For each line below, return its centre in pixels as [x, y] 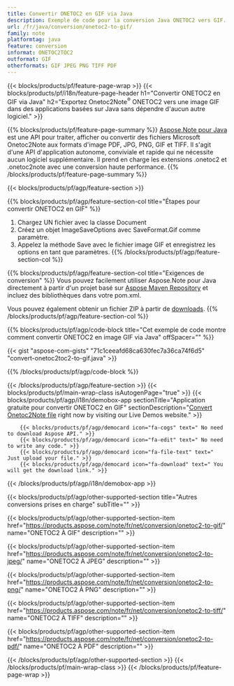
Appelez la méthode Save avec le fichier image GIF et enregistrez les [116, 245]
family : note [26, 33]
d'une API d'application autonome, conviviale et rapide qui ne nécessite [110, 152]
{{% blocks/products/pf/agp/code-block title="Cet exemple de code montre [117, 330]
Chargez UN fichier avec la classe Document [82, 222]
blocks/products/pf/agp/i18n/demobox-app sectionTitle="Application [107, 400]
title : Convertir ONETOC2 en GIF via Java [70, 14]
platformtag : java [34, 40]
